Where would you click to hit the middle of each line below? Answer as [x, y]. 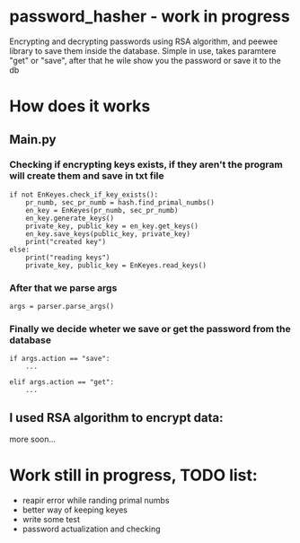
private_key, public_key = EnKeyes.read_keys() [116, 265]
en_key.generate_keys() [70, 218]
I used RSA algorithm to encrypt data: [116, 418]
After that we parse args [63, 287]
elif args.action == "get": [62, 382]
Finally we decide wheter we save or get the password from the [150, 329]
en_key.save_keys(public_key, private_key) [108, 234]
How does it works [80, 106]
